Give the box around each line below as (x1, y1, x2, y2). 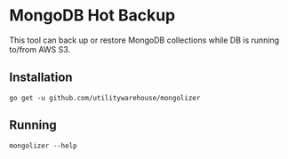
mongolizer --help (9, 141, 77, 150)
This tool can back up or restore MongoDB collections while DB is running (9, 35, 280, 45)
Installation (9, 70, 73, 85)
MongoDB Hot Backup (9, 5, 176, 26)
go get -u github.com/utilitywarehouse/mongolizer (9, 93, 201, 102)
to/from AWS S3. (9, 44, 71, 54)
